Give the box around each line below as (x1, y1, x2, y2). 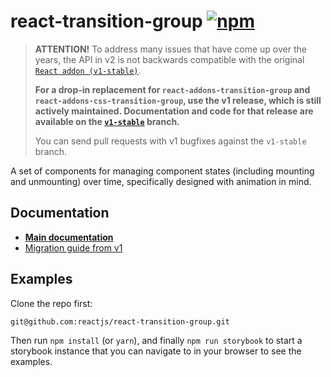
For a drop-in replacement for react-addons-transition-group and (34, 83, 311, 95)
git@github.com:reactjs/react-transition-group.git (10, 316, 230, 327)
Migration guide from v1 (24, 241, 123, 254)
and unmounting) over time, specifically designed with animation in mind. (10, 175, 312, 187)
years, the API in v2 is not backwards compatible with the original (34, 53, 305, 65)
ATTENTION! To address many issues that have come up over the (34, 43, 307, 55)
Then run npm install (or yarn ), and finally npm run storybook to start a (10, 334, 303, 346)
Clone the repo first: (10, 297, 93, 309)
